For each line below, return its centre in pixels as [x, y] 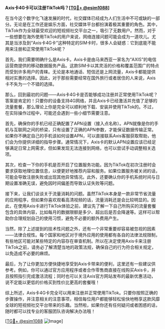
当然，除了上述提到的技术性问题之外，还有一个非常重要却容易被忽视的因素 [80, 229]
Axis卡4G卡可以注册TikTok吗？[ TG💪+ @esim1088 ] [57, 8]
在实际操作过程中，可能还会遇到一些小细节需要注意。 [59, 113]
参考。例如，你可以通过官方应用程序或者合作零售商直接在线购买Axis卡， [78, 270]
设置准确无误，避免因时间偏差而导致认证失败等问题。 [63, 183]
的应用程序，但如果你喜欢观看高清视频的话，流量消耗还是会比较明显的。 [78, 200]
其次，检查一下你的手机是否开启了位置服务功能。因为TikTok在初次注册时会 [81, 165]
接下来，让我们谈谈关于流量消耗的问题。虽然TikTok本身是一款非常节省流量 [81, 194]
